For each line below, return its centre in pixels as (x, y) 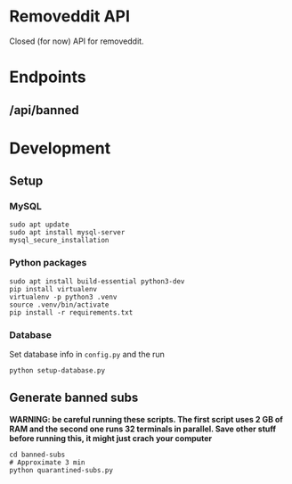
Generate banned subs (74, 398)
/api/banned (44, 110)
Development (60, 148)
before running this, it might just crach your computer (111, 438)
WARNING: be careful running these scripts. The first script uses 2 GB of (146, 419)
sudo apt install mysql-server (67, 233)
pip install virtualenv (53, 289)
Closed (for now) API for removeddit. (77, 41)
